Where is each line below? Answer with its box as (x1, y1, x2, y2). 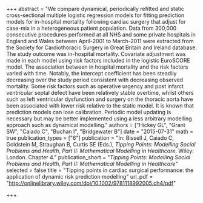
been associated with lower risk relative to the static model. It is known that (6, 102, 194, 109)
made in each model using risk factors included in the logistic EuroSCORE (6, 57, 191, 64)
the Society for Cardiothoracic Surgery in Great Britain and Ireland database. (6, 44, 198, 51)
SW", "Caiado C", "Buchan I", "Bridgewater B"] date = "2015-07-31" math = (6, 128, 194, 135)
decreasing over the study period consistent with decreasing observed (6, 76, 184, 83)
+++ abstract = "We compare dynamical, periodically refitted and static (6, 5, 185, 12)
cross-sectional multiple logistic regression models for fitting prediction (6, 12, 185, 19)
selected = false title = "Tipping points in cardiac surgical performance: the (6, 167, 194, 174)
